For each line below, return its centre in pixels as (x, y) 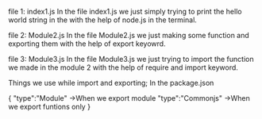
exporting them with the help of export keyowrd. (87, 44)
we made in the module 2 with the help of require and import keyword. (123, 67)
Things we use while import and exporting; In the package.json (111, 83)
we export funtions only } (50, 107)
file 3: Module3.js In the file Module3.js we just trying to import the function (131, 59)
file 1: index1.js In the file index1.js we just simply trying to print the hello (125, 12)
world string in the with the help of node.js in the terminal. (102, 20)
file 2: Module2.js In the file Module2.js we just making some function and (129, 35)
